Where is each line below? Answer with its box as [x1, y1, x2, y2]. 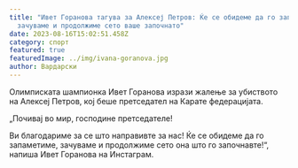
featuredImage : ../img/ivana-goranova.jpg [9, 54, 169, 63]
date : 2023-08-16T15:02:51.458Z [9, 29, 129, 38]
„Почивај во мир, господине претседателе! [9, 112, 173, 124]
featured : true [9, 46, 66, 55]
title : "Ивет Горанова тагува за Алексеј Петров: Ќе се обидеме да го [9, 12, 276, 22]
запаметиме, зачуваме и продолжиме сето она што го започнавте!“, [9, 139, 270, 150]
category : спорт [9, 37, 69, 47]
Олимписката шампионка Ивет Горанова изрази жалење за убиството [9, 86, 278, 97]
